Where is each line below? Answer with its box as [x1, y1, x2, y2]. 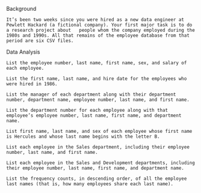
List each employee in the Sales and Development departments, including [6, 160, 196, 166]
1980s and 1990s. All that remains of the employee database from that [6, 32, 190, 38]
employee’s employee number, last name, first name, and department [6, 112, 182, 118]
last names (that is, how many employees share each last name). [6, 181, 173, 187]
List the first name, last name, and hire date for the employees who [6, 76, 187, 82]
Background [6, 5, 37, 12]
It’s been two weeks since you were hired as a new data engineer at [6, 17, 185, 23]
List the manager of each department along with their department [6, 91, 176, 97]
